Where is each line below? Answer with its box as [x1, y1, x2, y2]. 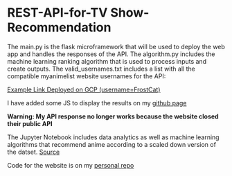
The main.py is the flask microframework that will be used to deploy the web [7, 42, 225, 51]
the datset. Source [7, 148, 60, 156]
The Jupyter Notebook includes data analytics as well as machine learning [7, 133, 220, 141]
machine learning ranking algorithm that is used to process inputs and [7, 57, 206, 65]
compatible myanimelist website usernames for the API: [7, 71, 166, 80]
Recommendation [7, 19, 111, 35]
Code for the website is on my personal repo [7, 161, 134, 169]
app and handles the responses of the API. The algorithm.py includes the [7, 50, 216, 58]
